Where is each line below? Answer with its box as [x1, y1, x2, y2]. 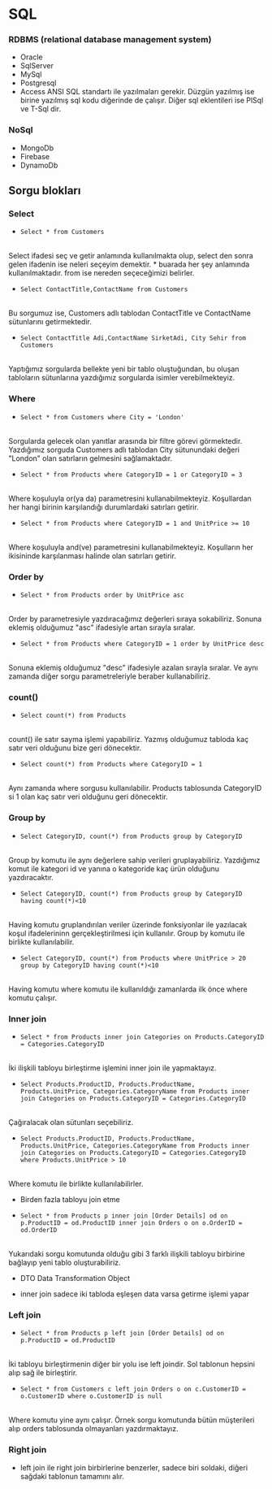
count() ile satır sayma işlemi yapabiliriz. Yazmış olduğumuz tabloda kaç [8, 735, 249, 744]
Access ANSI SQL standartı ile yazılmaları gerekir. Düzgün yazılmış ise [19, 87, 255, 97]
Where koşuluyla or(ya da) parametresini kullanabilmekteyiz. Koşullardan [8, 493, 252, 503]
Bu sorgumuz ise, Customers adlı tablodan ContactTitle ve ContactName [8, 308, 252, 318]
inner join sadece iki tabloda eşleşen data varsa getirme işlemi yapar [19, 1289, 250, 1299]
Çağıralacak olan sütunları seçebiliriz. [8, 1117, 134, 1127]
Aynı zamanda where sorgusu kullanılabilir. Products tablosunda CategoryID [8, 784, 262, 793]
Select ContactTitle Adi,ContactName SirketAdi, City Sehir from [19, 334, 246, 342]
